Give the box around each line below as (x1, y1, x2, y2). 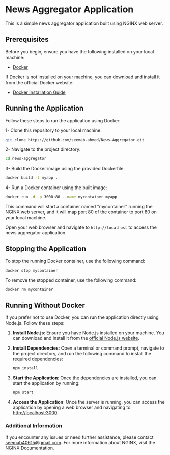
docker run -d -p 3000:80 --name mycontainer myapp (5, 195, 117, 200)
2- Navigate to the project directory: (5, 146, 81, 152)
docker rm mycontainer (5, 287, 53, 292)
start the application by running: (12, 380, 80, 386)
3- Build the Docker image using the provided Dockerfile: (5, 166, 125, 172)
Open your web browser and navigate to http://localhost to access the (5, 224, 157, 230)
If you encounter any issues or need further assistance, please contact (5, 434, 154, 440)
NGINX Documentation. (5, 445, 54, 451)
